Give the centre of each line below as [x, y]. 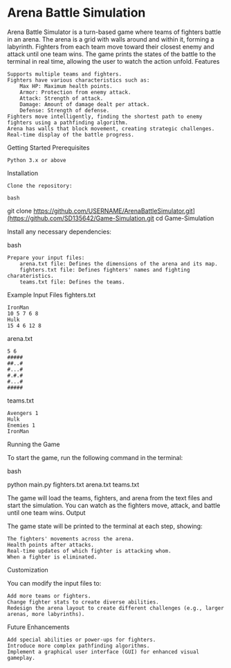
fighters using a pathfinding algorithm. [68, 123]
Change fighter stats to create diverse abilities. [83, 602]
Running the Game [34, 444]
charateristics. [30, 276]
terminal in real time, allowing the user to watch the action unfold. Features [113, 61]
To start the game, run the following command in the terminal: [95, 457]
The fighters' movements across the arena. [71, 538]
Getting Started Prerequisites [48, 148]
